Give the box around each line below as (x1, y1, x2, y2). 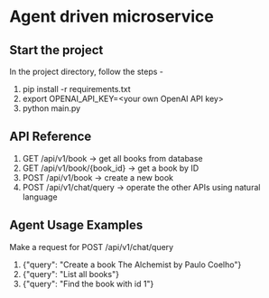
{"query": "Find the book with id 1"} (22, 278, 154, 289)
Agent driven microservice (9, 6, 214, 27)
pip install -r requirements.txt (22, 84, 131, 94)
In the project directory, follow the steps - (9, 66, 164, 77)
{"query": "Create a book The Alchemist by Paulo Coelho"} (22, 259, 242, 270)
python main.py (22, 103, 81, 114)
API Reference (9, 129, 92, 144)
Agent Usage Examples (9, 218, 144, 233)
